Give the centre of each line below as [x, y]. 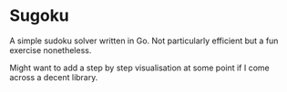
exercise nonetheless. [51, 50]
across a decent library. [54, 77]
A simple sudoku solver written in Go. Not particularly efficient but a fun [144, 41]
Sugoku [40, 16]
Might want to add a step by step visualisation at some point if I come [140, 68]
